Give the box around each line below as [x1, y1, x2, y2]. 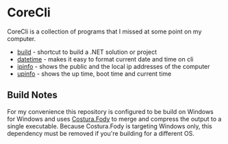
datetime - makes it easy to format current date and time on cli [16, 55, 194, 63]
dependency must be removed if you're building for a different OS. [7, 129, 195, 137]
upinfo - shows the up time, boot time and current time [16, 70, 172, 78]
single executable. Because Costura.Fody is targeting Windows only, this [7, 121, 212, 130]
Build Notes [7, 89, 58, 101]
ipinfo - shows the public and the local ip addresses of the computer [16, 62, 210, 70]
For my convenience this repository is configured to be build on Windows [7, 107, 214, 115]
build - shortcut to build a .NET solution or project [16, 48, 157, 56]
